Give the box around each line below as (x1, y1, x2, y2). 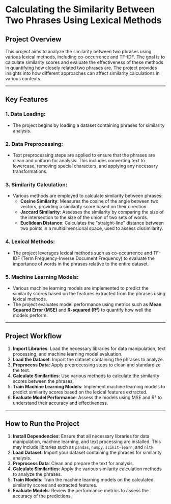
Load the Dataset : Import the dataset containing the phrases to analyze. (12, 356, 164, 362)
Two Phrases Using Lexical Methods (5, 14, 162, 26)
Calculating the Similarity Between (5, 4, 155, 15)
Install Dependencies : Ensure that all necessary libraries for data (12, 433, 150, 439)
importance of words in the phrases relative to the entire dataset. (12, 260, 149, 267)
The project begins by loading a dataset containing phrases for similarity (12, 122, 165, 128)
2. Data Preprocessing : (5, 140, 64, 147)
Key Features (5, 95, 48, 104)
